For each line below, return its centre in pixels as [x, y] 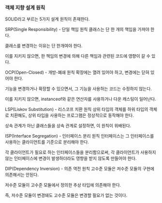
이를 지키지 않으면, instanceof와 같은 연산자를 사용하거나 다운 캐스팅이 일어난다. [81, 99]
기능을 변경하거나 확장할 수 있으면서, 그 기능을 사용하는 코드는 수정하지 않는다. [79, 89]
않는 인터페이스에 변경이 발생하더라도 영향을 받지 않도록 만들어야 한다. [71, 158]
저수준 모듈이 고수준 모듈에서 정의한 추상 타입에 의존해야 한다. [63, 185]
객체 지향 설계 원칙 [25, 7]
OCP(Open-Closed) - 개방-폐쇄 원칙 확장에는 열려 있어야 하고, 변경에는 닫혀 [77, 72]
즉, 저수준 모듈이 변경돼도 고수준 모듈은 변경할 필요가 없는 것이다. [66, 195]
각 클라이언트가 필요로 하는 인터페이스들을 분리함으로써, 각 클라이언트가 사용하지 [81, 152]
